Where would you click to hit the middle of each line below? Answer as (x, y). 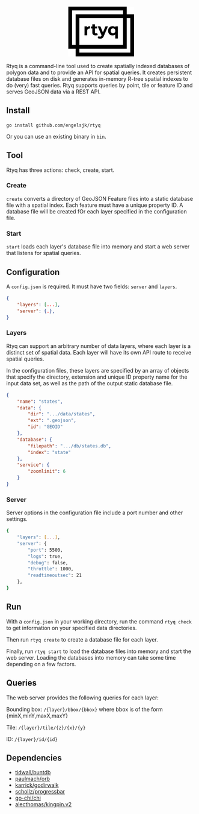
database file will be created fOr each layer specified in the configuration (97, 211)
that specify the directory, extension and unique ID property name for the (97, 377)
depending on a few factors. (41, 664)
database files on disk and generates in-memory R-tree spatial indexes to (97, 78)
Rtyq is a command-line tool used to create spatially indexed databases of (98, 66)
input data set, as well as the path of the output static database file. (90, 383)
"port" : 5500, (45, 550)
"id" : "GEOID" (45, 427)
